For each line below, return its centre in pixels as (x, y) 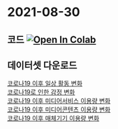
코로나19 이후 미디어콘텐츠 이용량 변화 (59, 109)
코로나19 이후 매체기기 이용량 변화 (53, 119)
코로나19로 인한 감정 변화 (41, 92)
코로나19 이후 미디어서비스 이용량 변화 (59, 101)
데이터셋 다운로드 (42, 65)
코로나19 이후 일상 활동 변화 (45, 84)
